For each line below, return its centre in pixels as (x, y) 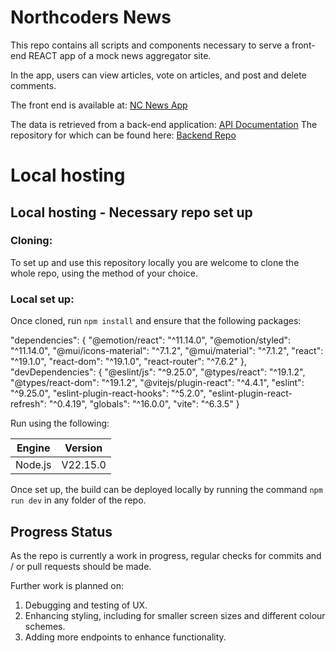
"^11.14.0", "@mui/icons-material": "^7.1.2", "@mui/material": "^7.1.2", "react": (167, 351)
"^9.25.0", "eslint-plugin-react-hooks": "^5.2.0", (108, 393)
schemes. (45, 626)
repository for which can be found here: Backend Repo (123, 135)
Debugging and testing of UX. (86, 605)
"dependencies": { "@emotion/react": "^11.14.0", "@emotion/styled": (151, 340)
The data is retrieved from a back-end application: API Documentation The (164, 124)
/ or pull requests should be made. (81, 566)
